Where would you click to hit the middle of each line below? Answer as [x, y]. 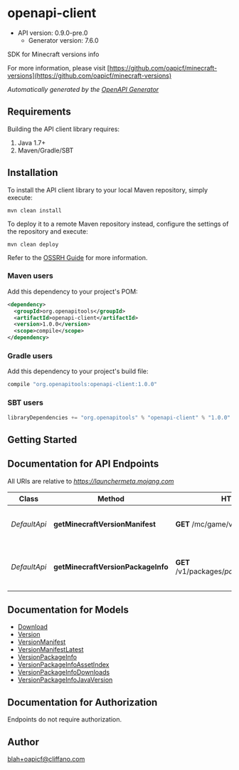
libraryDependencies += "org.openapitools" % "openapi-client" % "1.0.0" [119, 417]
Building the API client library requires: [63, 129]
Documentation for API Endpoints [83, 464]
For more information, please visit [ [59, 68]
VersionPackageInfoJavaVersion [65, 680]
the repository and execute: [48, 231]
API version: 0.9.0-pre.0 [53, 33]
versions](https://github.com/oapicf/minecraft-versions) [90, 76]
